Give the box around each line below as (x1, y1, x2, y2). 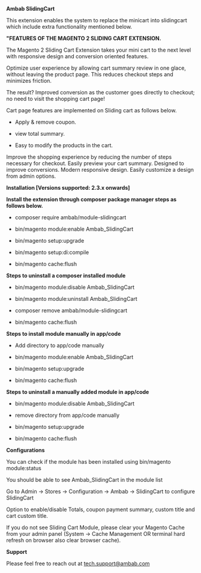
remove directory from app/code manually (14, 411, 120, 419)
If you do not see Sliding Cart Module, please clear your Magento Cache (6, 524, 185, 531)
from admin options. (6, 172, 56, 180)
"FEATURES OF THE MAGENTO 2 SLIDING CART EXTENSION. (6, 35, 161, 41)
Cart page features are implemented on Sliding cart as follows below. (6, 107, 177, 114)
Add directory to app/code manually (14, 342, 104, 349)
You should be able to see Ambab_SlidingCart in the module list (6, 476, 163, 483)
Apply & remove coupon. (14, 118, 77, 126)
